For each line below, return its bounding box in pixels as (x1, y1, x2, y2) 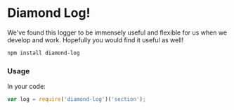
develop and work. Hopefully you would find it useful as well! (7, 35, 184, 44)
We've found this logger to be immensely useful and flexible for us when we (7, 28, 227, 37)
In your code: (7, 82, 46, 91)
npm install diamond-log (7, 49, 80, 56)
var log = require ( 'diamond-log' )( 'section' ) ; (7, 96, 146, 103)
